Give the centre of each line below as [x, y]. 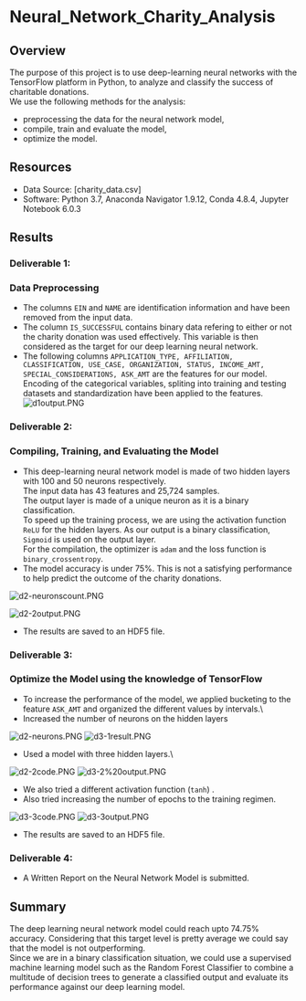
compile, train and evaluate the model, [95, 129]
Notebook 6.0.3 [52, 208]
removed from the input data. [78, 318]
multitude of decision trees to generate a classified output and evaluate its [149, 977]
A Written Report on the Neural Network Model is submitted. [136, 878]
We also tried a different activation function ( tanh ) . [118, 789]
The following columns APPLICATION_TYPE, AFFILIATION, [128, 356]
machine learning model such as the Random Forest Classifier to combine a [152, 967]
